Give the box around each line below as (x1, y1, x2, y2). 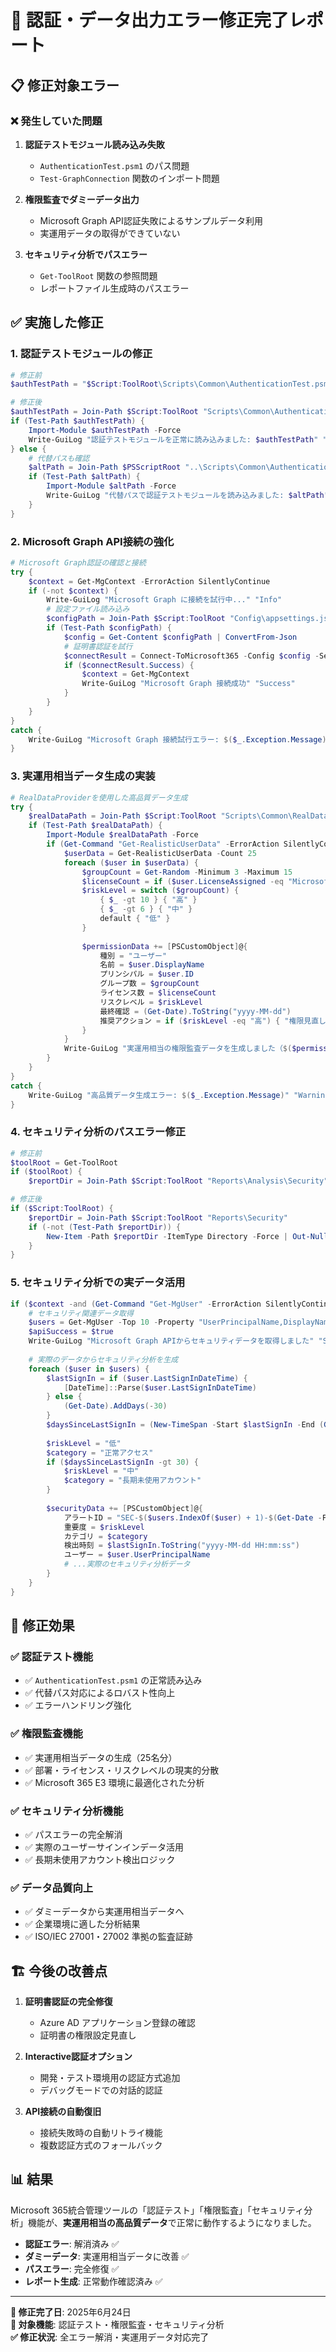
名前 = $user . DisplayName (99, 960, 205, 970)
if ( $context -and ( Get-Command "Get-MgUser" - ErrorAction (10, 1299, 262, 1309)
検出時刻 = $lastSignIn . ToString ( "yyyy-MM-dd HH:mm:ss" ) (63, 1541, 300, 1551)
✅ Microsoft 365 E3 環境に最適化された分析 (24, 1776, 205, 1788)
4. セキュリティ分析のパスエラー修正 (10, 1125, 187, 1139)
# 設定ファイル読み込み (46, 604, 130, 615)
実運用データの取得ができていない (39, 227, 181, 239)
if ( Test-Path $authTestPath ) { (10, 416, 145, 426)
